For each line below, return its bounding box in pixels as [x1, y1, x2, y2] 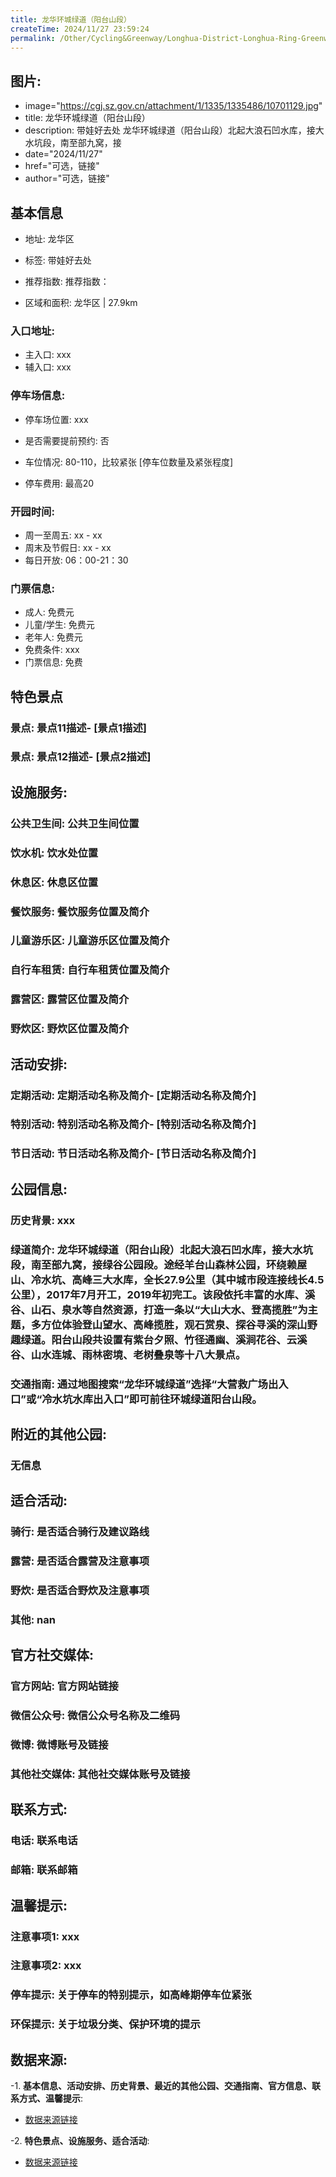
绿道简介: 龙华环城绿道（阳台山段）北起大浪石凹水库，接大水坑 [10, 1242, 313, 1256]
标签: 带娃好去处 [24, 254, 92, 266]
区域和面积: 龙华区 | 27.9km [24, 297, 138, 308]
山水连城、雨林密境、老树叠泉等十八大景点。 [30, 1347, 247, 1361]
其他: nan [10, 1612, 56, 1626]
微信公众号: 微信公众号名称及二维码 [10, 1709, 181, 1723]
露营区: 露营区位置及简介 [10, 992, 130, 1006]
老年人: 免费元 [24, 631, 83, 643]
